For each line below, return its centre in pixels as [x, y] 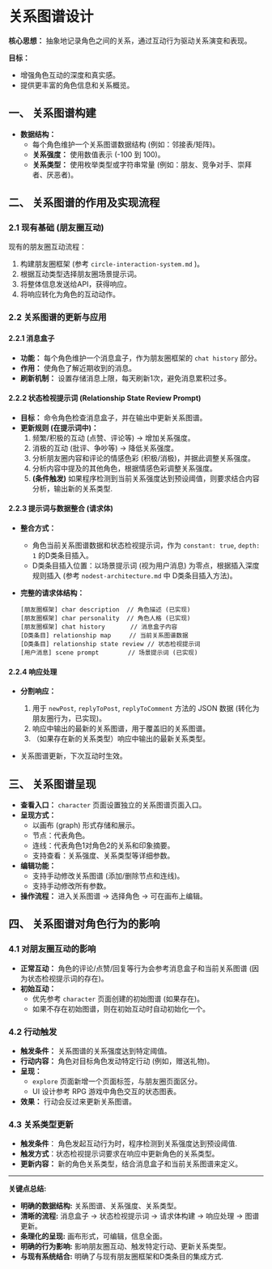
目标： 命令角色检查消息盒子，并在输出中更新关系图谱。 [113, 417]
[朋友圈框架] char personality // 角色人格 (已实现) [105, 618]
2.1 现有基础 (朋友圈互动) [56, 228]
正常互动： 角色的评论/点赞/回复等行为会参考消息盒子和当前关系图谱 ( [136, 968]
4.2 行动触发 [33, 1032]
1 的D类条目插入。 [62, 555]
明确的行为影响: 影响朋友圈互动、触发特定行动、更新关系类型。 [125, 1246]
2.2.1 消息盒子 [32, 338]
